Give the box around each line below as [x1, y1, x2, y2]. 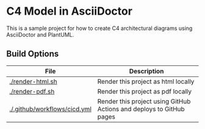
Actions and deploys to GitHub [97, 105, 185, 113]
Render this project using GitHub [97, 97, 191, 105]
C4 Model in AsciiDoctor [6, 4, 133, 18]
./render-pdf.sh [9, 87, 55, 95]
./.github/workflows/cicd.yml [9, 105, 92, 113]
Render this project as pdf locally [97, 87, 192, 95]
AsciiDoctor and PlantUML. [6, 31, 74, 38]
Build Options [6, 49, 59, 59]
